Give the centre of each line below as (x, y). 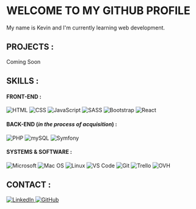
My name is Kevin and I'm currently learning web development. (86, 28)
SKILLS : (23, 81)
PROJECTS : (30, 47)
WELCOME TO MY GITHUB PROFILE (98, 11)
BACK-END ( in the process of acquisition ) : (62, 124)
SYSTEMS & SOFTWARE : (39, 152)
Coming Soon (24, 61)
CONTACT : (29, 185)
